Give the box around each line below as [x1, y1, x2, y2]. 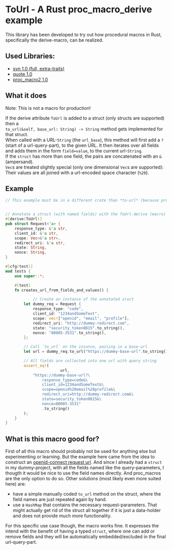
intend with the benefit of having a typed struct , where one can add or [5, 528, 155, 535]
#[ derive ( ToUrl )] [5, 217, 42, 222]
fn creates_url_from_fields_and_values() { [14, 288, 109, 293]
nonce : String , [14, 250, 47, 255]
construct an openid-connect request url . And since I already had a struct [5, 459, 162, 465]
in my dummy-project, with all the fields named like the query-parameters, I [5, 465, 164, 471]
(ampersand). [5, 158, 34, 165]
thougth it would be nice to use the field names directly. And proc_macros [5, 470, 161, 476]
